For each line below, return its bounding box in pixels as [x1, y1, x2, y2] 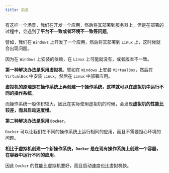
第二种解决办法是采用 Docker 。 [5, 118, 69, 124]
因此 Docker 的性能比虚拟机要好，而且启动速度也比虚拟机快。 [5, 162, 132, 168]
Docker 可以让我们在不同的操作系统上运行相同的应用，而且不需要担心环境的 [5, 128, 161, 134]
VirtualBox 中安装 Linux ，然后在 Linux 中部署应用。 [5, 73, 113, 79]
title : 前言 [5, 7, 29, 13]
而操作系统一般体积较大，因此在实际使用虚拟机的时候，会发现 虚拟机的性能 [5, 100, 159, 106]
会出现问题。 [5, 45, 32, 51]
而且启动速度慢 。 [18, 107, 54, 113]
